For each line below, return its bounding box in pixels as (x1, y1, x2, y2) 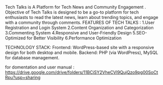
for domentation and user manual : (5, 64, 75, 70)
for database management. (5, 55, 60, 60)
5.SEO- (132, 30, 147, 35)
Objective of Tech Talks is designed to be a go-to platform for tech (5, 9, 139, 15)
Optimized (5, 35, 26, 41)
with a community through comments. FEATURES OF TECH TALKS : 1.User (5, 19, 155, 25)
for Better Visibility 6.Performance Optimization (26, 35, 122, 41)
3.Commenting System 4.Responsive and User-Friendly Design (5, 30, 132, 35)
